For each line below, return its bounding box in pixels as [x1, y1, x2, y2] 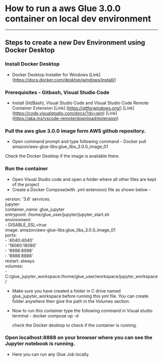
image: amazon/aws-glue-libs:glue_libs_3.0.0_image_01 [5, 227, 115, 233]
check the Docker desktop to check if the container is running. [12, 322, 137, 328]
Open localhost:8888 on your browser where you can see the [5, 334, 153, 341]
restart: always [5, 258, 35, 263]
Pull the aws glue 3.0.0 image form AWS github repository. [5, 127, 146, 134]
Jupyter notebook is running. [5, 340, 75, 347]
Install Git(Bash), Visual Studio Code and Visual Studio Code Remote [12, 100, 149, 106]
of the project [12, 181, 40, 187]
